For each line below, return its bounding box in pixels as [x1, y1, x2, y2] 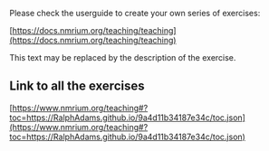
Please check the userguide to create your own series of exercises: [9, 8, 261, 18]
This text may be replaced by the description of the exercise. [9, 52, 236, 62]
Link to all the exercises [9, 79, 145, 94]
